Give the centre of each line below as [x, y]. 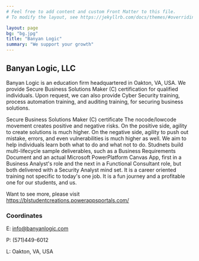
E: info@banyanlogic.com [37, 228]
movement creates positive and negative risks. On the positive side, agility [97, 126]
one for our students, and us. [41, 182]
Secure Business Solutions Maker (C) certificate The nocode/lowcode [91, 119]
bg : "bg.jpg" [22, 33]
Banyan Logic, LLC [41, 69]
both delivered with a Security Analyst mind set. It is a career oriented [91, 170]
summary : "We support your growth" [50, 44]
